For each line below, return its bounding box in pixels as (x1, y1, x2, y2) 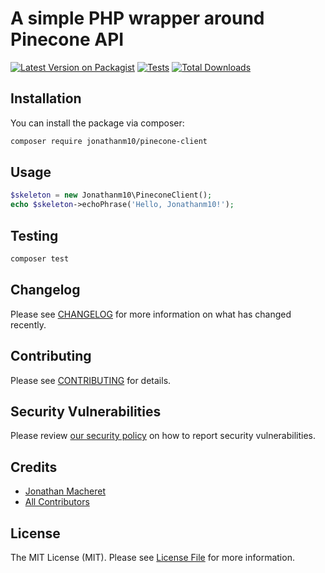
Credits (10, 458, 58, 476)
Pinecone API (10, 28, 125, 51)
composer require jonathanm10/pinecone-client (10, 136, 208, 146)
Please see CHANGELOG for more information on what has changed (10, 308, 292, 320)
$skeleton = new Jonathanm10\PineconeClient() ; (10, 190, 213, 201)
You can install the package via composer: (10, 117, 185, 129)
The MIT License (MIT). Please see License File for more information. (10, 551, 295, 563)
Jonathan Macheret (24, 485, 106, 497)
